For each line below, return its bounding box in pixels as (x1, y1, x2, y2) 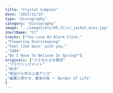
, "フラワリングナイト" (5, 62, 45, 67)
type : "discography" (5, 16, 48, 21)
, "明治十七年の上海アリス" (5, 71, 53, 76)
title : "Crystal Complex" (5, 7, 58, 12)
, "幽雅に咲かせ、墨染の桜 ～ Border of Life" (5, 76, 91, 81)
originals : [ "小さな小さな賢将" (5, 58, 65, 62)
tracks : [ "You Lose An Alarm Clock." (5, 35, 83, 40)
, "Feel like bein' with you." (5, 44, 67, 49)
